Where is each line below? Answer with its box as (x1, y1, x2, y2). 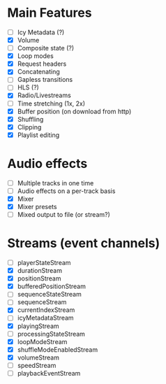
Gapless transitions (17, 76, 73, 84)
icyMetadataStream (17, 313, 75, 322)
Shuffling (17, 115, 44, 123)
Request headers (17, 59, 67, 68)
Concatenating (17, 68, 61, 76)
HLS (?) (17, 83, 40, 92)
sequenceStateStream (17, 290, 82, 299)
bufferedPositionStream (17, 282, 86, 291)
